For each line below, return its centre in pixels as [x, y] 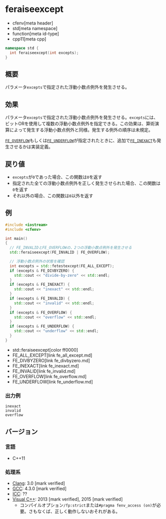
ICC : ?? [20, 494]
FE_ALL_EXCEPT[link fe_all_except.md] [52, 355]
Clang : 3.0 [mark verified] [39, 484]
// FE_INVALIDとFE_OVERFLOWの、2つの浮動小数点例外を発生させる [71, 248]
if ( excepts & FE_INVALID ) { [40, 299]
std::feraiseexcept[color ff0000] [45, 350]
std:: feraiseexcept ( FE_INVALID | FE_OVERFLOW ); [60, 253]
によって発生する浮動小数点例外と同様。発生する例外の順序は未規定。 [81, 130]
